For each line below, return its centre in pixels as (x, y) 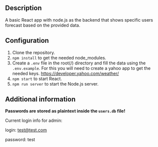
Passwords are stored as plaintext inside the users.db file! (65, 111)
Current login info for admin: (34, 120)
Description (23, 8)
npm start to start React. (37, 79)
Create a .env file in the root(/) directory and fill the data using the (79, 63)
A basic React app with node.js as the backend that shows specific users (79, 20)
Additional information (40, 100)
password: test (20, 140)
